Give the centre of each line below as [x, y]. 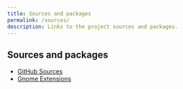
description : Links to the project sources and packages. [93, 26]
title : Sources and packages [49, 14]
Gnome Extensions [44, 79]
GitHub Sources [40, 72]
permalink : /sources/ [38, 20]
